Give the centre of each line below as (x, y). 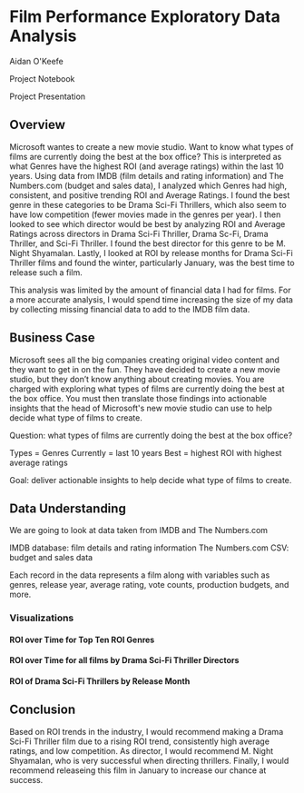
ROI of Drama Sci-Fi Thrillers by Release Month (100, 681)
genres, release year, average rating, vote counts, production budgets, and (149, 585)
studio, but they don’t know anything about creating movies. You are (137, 379)
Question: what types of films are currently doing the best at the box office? (151, 435)
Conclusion (43, 710)
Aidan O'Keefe (36, 61)
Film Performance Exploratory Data (145, 17)
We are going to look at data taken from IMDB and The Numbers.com (139, 530)
